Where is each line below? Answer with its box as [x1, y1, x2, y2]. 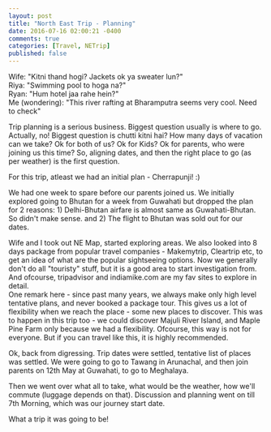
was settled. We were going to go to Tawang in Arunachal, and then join [8, 357, 249, 366]
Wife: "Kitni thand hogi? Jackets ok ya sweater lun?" [8, 72, 184, 81]
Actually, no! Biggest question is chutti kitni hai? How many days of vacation [8, 130, 263, 140]
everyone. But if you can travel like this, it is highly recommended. [8, 333, 229, 342]
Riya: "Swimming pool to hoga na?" [8, 80, 127, 90]
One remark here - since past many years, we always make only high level [8, 289, 257, 299]
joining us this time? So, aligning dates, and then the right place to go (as [8, 148, 252, 157]
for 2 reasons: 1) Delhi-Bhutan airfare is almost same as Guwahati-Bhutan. [8, 205, 256, 215]
